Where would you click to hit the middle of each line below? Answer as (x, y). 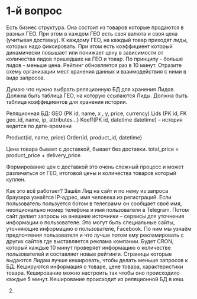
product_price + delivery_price (43, 155)
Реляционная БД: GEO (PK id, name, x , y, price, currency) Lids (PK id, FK (97, 113)
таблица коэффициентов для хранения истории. (67, 101)
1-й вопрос (34, 11)
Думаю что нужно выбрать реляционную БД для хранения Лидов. (91, 89)
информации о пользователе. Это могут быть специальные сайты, (91, 222)
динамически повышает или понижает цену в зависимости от (85, 52)
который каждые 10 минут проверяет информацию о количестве (89, 247)
